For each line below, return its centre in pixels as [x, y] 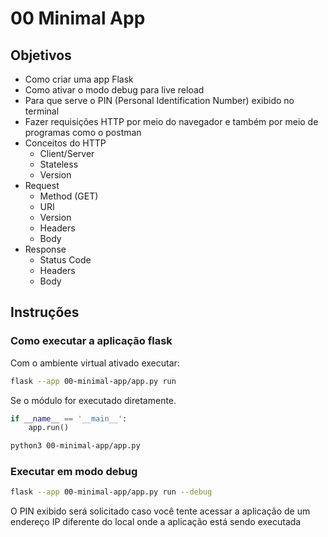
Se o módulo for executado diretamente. [93, 400]
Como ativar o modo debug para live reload [114, 90]
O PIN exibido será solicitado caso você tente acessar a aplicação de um [160, 511]
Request [42, 185]
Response [45, 249]
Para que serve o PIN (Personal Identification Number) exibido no [159, 100]
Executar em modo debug [74, 472]
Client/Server [67, 153]
